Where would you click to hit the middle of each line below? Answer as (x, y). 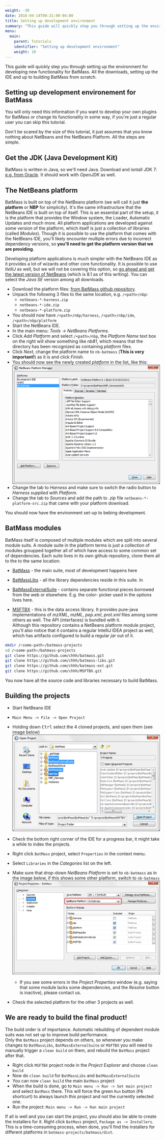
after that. (15, 1055)
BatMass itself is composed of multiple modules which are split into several (81, 540)
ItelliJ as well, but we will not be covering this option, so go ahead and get (80, 269)
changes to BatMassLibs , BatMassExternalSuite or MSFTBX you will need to (79, 1045)
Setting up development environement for (70, 93)
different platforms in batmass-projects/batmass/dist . (59, 1132)
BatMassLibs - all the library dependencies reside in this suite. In (78, 580)
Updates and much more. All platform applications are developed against (79, 223)
